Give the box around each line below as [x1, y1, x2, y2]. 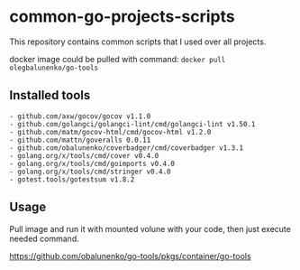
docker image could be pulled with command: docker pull [9, 53, 226, 64]
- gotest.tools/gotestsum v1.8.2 [9, 174, 135, 184]
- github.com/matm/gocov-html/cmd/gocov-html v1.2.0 [9, 127, 212, 136]
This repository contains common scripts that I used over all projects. [9, 36, 267, 47]
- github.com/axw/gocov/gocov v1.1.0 [9, 111, 151, 121]
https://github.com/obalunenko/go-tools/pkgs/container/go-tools [9, 250, 251, 261]
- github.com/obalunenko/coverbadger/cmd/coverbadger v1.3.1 [9, 143, 244, 153]
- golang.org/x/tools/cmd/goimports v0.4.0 [9, 159, 176, 168]
